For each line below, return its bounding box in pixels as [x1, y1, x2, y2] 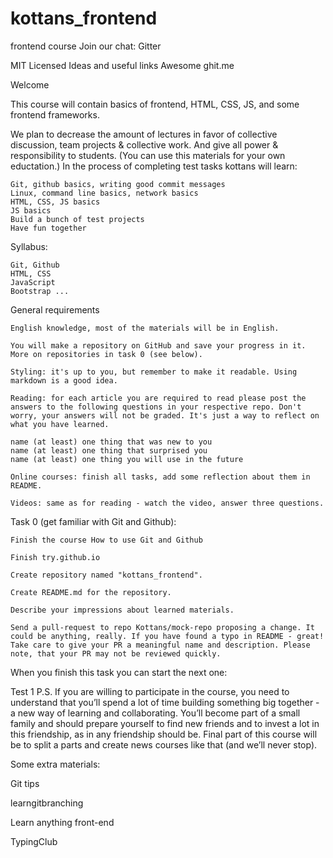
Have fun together [10, 223, 87, 233]
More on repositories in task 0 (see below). [10, 349, 203, 359]
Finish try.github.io [10, 552, 101, 562]
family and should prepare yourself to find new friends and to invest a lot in [10, 717, 320, 729]
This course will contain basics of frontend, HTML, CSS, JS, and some [10, 98, 300, 110]
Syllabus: [10, 240, 48, 252]
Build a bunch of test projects [10, 214, 145, 224]
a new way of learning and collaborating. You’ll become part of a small [10, 707, 301, 719]
